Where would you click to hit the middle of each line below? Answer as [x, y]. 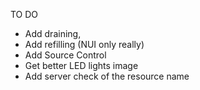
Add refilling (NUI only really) [84, 44]
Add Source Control [65, 55]
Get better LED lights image [81, 65]
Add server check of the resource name [107, 76]
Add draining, [53, 33]
